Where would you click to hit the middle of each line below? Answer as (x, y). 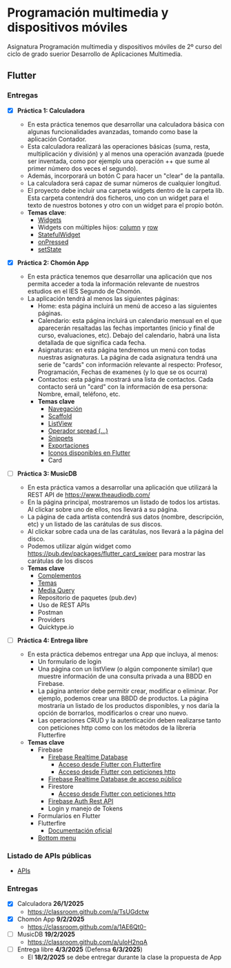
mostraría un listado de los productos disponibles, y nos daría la (129, 705)
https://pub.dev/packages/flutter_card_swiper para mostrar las (116, 553)
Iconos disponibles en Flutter (89, 453)
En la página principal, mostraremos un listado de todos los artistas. (124, 502)
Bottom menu (57, 837)
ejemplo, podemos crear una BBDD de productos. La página (123, 698)
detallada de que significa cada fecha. (92, 342)
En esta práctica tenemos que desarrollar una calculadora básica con (126, 124)
